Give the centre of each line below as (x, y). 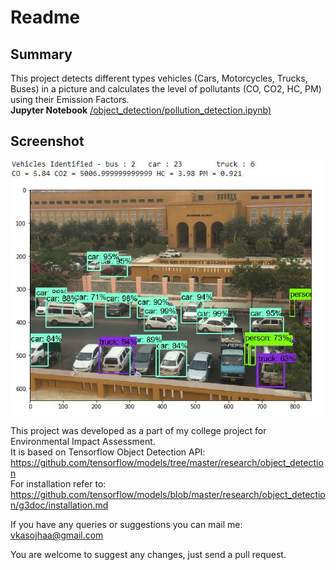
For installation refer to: (58, 484)
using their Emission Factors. (70, 99)
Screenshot (47, 141)
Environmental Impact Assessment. (83, 442)
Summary (41, 54)
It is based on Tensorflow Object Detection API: (108, 452)
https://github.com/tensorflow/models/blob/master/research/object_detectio (168, 495)
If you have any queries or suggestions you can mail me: (126, 525)
